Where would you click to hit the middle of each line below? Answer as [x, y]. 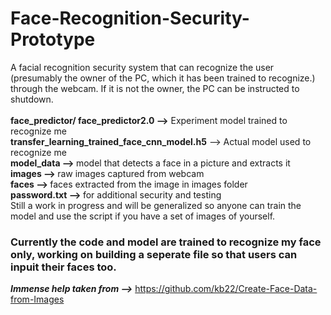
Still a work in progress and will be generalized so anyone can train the [156, 205]
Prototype [53, 39]
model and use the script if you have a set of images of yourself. [143, 216]
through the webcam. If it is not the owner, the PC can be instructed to [155, 88]
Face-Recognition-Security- [130, 18]
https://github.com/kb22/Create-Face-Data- [226, 289]
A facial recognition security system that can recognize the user [142, 67]
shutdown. [32, 99]
